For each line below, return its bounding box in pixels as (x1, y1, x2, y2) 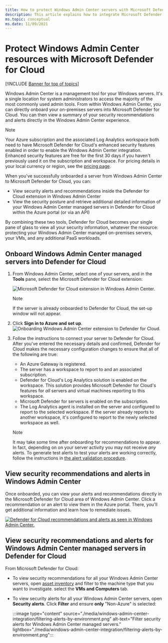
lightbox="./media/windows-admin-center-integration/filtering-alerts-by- (12, 626, 162, 632)
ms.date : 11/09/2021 (5, 21, 48, 27)
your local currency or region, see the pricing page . (5, 164, 111, 170)
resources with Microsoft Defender (5, 54, 154, 65)
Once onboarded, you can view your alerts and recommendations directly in (5, 491, 162, 497)
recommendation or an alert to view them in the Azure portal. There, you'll (5, 501, 157, 507)
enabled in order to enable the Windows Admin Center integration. (5, 147, 142, 153)
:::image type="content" (12, 610, 62, 616)
